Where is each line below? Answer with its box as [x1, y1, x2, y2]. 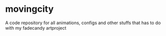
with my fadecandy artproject [5, 25, 66, 31]
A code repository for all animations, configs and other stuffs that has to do [5, 20, 161, 26]
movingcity [5, 3, 54, 15]
